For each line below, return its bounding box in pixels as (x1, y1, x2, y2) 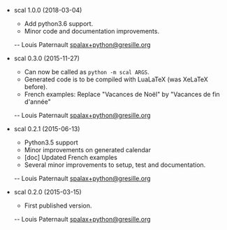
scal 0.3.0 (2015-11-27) (13, 54, 80, 62)
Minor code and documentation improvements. (24, 27, 159, 35)
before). (24, 83, 47, 90)
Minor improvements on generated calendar (24, 146, 152, 154)
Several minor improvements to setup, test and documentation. (24, 161, 206, 169)
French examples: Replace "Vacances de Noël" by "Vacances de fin (24, 90, 220, 98)
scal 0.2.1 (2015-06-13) (13, 125, 80, 133)
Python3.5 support (24, 138, 78, 147)
